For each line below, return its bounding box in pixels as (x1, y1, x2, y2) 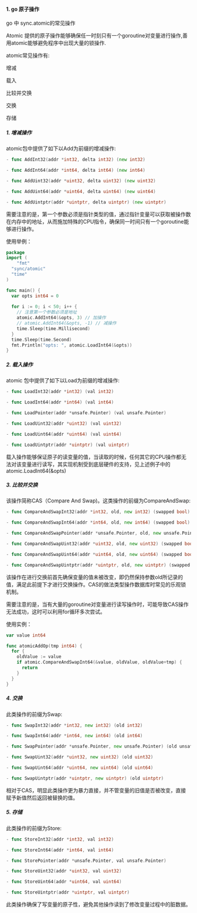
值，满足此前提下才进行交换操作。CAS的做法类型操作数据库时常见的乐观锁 (6, 581, 186, 588)
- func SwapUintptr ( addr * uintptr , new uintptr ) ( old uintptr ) (6, 775, 164, 781)
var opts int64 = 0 (11, 293, 59, 299)
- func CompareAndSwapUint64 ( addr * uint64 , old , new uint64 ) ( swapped (6, 551, 182, 557)
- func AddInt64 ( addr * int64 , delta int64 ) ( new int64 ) (6, 168, 145, 174)
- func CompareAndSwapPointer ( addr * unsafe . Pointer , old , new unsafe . (6, 530, 182, 537)
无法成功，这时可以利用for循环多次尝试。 (6, 608, 106, 615)
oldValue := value (16, 654, 62, 660)
